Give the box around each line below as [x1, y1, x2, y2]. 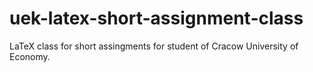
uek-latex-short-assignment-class [9, 7, 304, 30]
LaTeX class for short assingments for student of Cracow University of [9, 40, 299, 52]
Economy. [9, 50, 51, 62]
